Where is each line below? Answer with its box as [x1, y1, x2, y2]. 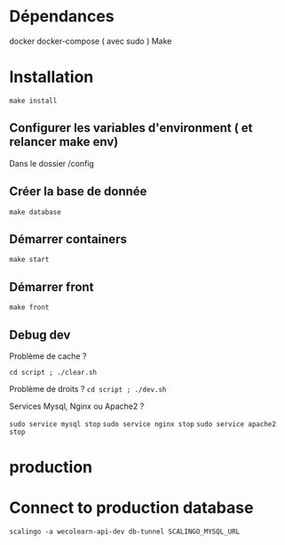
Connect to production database [9, 498, 254, 518]
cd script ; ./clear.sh [9, 368, 98, 377]
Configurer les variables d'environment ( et [9, 120, 253, 135]
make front [9, 303, 50, 313]
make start [9, 256, 50, 264]
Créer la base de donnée [9, 184, 147, 199]
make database [9, 207, 62, 216]
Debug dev [9, 327, 71, 342]
